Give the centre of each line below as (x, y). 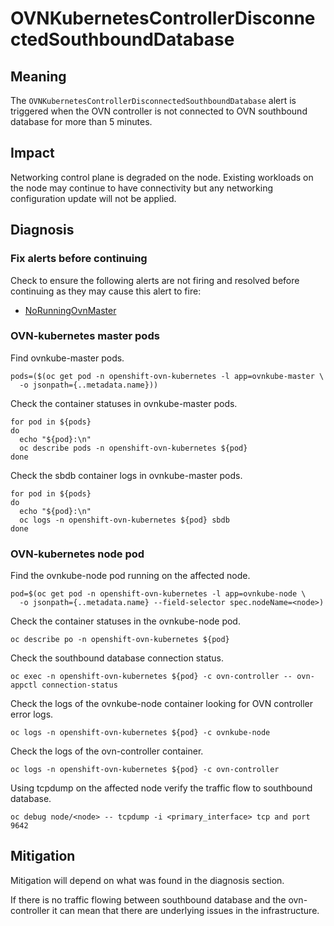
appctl (24, 685)
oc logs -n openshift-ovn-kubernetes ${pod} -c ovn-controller (145, 770)
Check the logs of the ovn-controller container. (107, 751)
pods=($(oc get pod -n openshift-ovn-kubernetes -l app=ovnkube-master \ (167, 376)
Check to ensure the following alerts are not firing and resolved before (155, 280)
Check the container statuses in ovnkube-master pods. (124, 403)
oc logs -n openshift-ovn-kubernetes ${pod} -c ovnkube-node (140, 733)
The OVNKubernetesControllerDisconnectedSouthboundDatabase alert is (153, 100)
